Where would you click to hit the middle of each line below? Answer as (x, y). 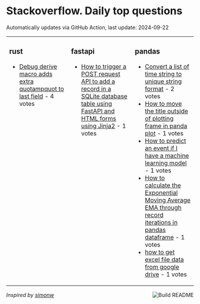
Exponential (161, 192)
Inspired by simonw (30, 294)
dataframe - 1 (165, 237)
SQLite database (104, 96)
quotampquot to (42, 88)
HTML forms (99, 118)
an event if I (161, 148)
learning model (166, 163)
